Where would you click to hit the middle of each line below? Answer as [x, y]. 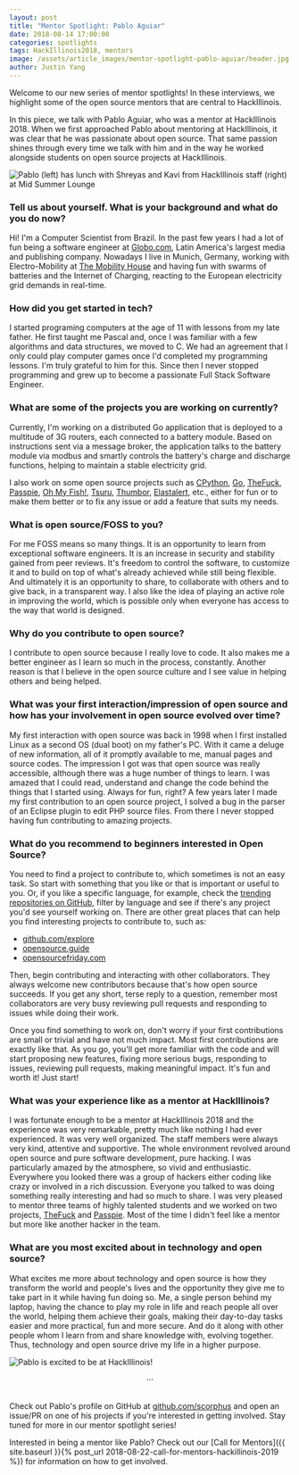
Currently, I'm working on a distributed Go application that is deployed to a [146, 427]
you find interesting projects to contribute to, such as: [108, 921]
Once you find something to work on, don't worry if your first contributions [146, 1030]
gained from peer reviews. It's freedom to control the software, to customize [149, 563]
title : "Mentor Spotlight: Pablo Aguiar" [87, 26]
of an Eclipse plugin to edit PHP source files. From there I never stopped [142, 811]
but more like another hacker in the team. [85, 1224]
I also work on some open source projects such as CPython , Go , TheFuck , [145, 482]
